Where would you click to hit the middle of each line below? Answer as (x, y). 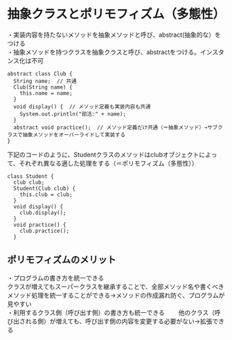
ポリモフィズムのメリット (62, 260)
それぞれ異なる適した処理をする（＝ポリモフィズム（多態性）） (109, 163)
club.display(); (43, 213)
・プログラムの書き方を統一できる (56, 278)
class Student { (30, 176)
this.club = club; (46, 195)
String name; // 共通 (45, 81)
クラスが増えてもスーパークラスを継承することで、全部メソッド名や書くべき (116, 286)
